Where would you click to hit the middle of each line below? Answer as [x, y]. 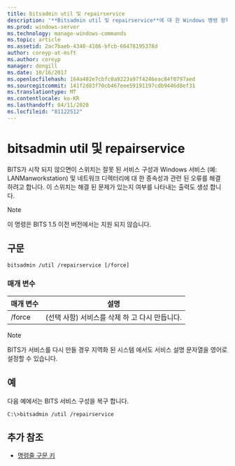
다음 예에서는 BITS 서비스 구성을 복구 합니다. [68, 401]
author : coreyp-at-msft [42, 53]
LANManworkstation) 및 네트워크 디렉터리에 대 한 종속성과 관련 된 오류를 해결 [114, 178]
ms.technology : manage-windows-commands [67, 33]
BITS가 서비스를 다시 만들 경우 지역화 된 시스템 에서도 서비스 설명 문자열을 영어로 [117, 349]
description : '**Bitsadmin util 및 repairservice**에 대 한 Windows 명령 [113, 20]
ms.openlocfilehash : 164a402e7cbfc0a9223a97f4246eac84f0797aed [101, 79]
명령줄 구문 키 [36, 455]
